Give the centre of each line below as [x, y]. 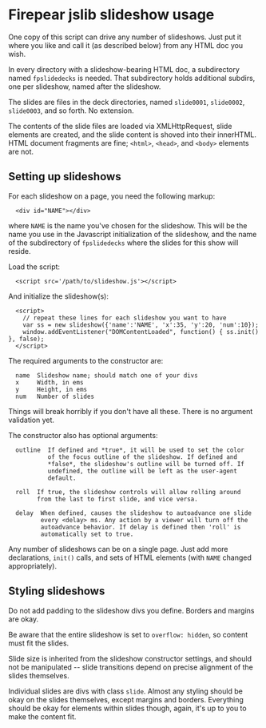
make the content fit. [42, 716]
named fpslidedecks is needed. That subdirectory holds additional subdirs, [132, 78]
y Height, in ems [52, 389]
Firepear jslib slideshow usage [111, 15]
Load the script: [34, 267]
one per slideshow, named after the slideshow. [85, 86]
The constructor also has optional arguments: [83, 435]
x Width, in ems [50, 382]
